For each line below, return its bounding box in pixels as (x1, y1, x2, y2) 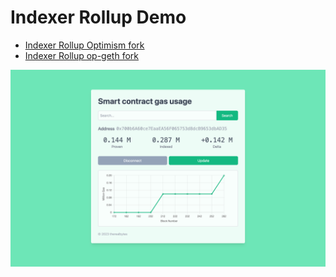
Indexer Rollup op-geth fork (24, 49, 140, 61)
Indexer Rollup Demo (10, 6, 187, 29)
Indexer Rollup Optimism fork (24, 39, 145, 51)
